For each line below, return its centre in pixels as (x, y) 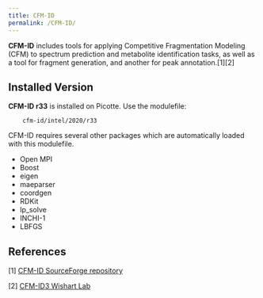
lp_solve (33, 210)
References (37, 252)
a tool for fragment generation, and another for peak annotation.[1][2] (122, 62)
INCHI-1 (32, 218)
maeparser (37, 185)
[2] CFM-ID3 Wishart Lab (50, 286)
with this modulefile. (41, 144)
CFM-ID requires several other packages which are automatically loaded (126, 136)
